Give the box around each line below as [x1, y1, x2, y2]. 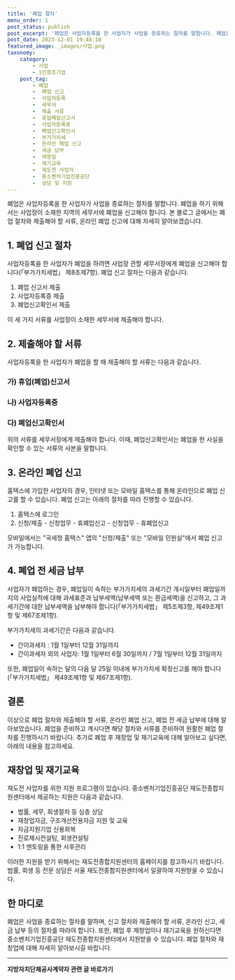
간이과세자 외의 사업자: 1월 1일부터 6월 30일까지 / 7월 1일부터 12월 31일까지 [17, 649, 222, 658]
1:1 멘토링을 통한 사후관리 [17, 843, 86, 851]
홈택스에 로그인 [17, 510, 59, 518]
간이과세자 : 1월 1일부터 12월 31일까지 [17, 640, 119, 649]
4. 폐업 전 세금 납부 [7, 565, 84, 577]
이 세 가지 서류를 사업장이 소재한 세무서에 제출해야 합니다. [7, 316, 164, 324]
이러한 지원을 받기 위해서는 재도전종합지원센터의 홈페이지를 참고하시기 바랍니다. [7, 857, 225, 866]
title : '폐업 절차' [7, 10, 58, 17]
